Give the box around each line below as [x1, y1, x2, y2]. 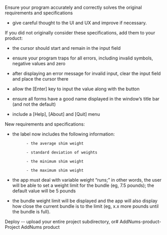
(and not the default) [12, 101, 56, 107]
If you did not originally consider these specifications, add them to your [5, 30, 156, 35]
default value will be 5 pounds [12, 188, 76, 194]
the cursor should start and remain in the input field [12, 45, 121, 51]
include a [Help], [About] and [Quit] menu [12, 111, 100, 117]
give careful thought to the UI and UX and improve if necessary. [12, 20, 147, 26]
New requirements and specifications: [5, 121, 85, 127]
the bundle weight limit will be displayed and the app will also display [12, 198, 158, 204]
